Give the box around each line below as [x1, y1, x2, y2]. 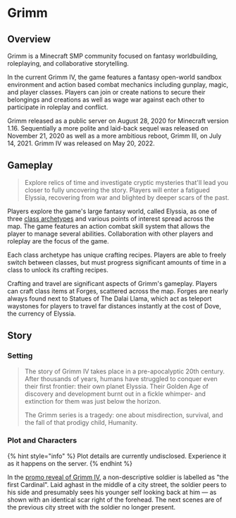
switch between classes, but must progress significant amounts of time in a [7, 258, 227, 266]
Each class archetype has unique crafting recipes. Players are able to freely [7, 251, 227, 259]
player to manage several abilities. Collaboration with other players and [7, 229, 213, 238]
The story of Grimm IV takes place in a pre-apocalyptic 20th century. [24, 367, 225, 375]
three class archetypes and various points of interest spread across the [7, 214, 215, 223]
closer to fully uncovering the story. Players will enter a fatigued [24, 186, 210, 194]
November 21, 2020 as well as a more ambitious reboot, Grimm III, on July [7, 132, 222, 140]
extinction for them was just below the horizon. [24, 397, 161, 405]
